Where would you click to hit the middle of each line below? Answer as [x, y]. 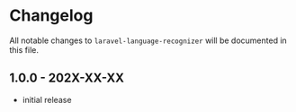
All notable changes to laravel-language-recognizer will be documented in [148, 40]
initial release [47, 99]
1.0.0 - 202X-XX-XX [67, 78]
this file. [24, 49]
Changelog [51, 16]
